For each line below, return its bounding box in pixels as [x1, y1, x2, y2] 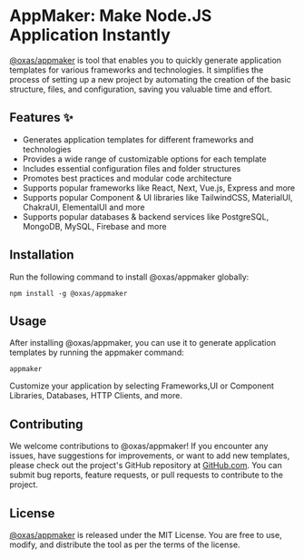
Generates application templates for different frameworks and [22, 133, 254, 145]
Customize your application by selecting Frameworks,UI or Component [9, 380, 275, 391]
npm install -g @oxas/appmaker [9, 289, 128, 298]
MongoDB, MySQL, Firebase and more [22, 221, 167, 231]
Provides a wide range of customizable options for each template [22, 153, 267, 164]
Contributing [9, 417, 83, 432]
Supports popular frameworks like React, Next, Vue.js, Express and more [22, 182, 296, 193]
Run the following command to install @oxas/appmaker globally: [9, 271, 250, 282]
